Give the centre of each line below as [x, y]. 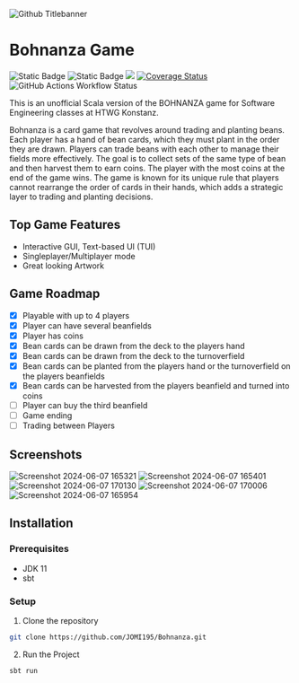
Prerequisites [39, 549]
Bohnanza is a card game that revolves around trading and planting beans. [147, 129]
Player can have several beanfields [87, 325]
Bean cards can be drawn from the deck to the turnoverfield [133, 355]
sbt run [24, 670]
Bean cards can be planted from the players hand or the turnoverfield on [156, 366]
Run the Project [51, 654]
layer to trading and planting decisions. [81, 197]
